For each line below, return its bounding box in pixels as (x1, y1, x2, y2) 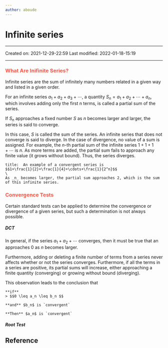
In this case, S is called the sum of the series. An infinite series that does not (5, 131, 162, 138)
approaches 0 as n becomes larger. (5, 244, 78, 250)
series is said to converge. (5, 122, 59, 128)
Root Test (5, 321, 26, 328)
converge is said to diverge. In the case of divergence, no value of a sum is (5, 137, 160, 143)
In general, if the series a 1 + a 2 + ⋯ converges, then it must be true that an (5, 237, 158, 245)
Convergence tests (5, 191, 54, 198)
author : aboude (5, 7, 37, 13)
